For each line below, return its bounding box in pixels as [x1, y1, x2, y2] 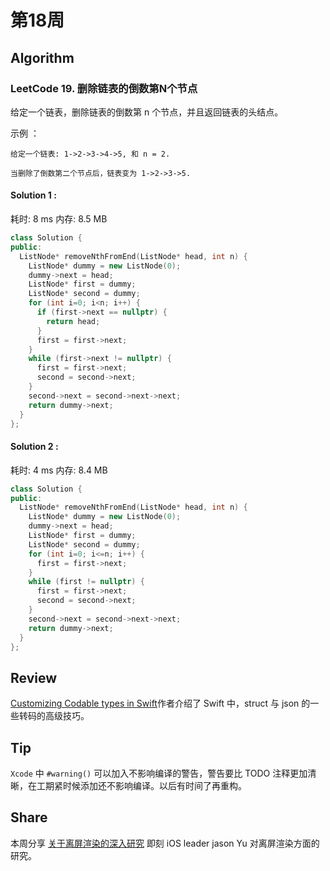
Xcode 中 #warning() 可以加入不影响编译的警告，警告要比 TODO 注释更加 [10, 767, 308, 780]
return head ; [46, 316, 101, 326]
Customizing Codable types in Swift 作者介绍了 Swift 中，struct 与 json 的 [10, 697, 311, 710]
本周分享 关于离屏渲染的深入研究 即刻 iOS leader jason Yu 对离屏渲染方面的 [10, 837, 320, 849]
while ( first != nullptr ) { [28, 577, 145, 587]
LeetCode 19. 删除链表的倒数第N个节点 [10, 81, 198, 95]
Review [10, 669, 58, 686]
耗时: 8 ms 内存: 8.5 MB [10, 213, 108, 225]
